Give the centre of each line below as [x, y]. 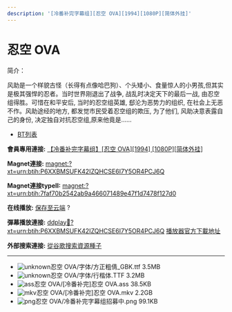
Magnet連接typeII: [34, 185]
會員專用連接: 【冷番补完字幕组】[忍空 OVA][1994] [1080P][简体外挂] [105, 148]
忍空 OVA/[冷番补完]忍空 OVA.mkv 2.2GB [95, 292]
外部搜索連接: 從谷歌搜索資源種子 [55, 245]
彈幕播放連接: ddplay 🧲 [39, 222]
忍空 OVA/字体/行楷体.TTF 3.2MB [98, 275]
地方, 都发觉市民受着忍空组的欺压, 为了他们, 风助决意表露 [136, 110]
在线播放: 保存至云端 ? [39, 207]
